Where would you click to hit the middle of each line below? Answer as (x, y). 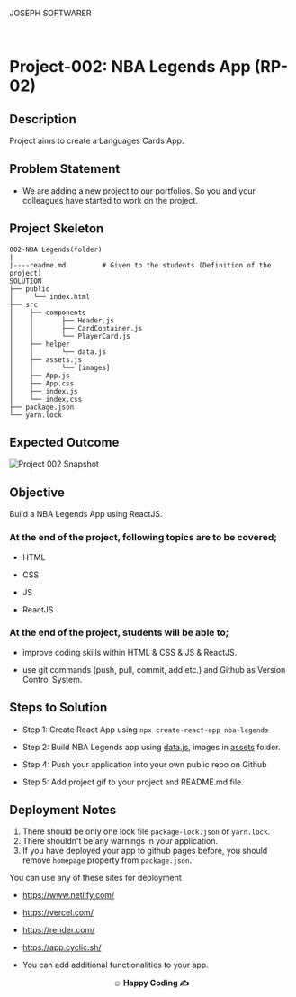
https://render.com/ (58, 930)
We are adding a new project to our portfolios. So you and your (139, 190)
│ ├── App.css (42, 383)
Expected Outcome (64, 443)
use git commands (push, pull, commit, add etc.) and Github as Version (154, 669)
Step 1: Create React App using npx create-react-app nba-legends (145, 730)
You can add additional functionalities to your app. (115, 965)
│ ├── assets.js (46, 359)
